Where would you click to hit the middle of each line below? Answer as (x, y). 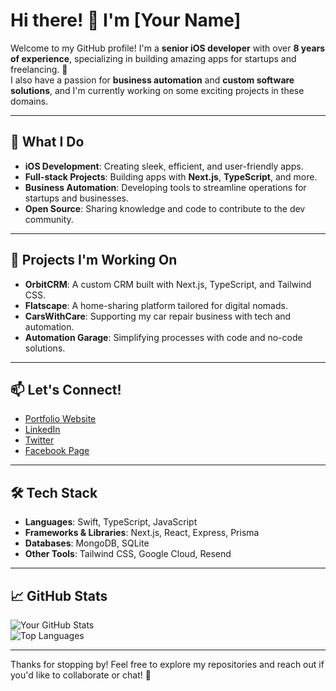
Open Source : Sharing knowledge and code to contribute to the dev (165, 208)
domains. (29, 101)
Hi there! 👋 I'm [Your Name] (126, 20)
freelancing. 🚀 (39, 69)
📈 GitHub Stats (59, 595)
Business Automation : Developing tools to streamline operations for (165, 187)
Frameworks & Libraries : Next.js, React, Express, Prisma (142, 533)
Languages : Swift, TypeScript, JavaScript (111, 522)
